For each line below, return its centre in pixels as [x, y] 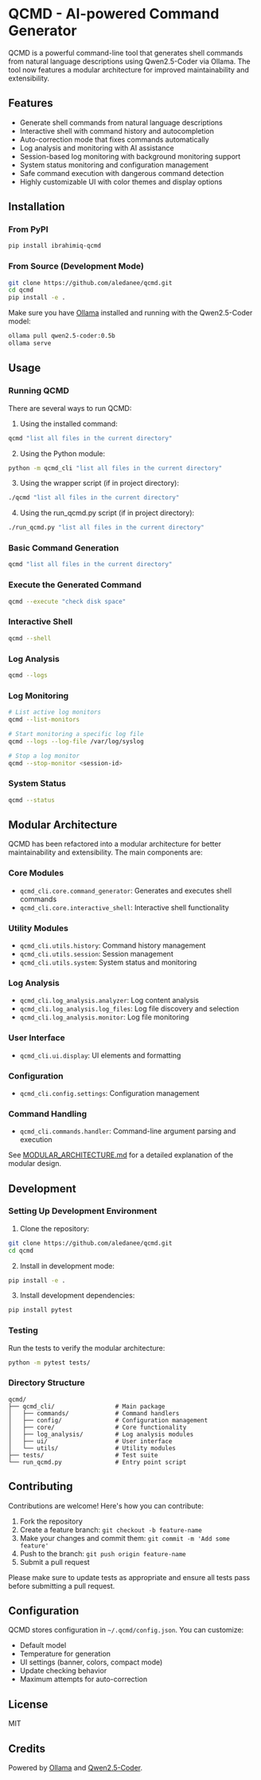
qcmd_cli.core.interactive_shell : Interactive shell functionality [124, 907]
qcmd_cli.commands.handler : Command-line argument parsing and [128, 1131]
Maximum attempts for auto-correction [84, 1679]
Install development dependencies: [77, 1296]
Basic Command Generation [64, 548]
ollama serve [30, 343]
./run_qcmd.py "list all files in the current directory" [106, 528]
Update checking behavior [63, 1671]
